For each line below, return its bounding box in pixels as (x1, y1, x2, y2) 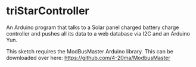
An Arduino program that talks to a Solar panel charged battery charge (6, 24, 179, 31)
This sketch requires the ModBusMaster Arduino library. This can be (6, 47, 174, 55)
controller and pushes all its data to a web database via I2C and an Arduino (6, 30, 191, 37)
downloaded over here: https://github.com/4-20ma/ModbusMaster (6, 54, 171, 61)
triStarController (6, 4, 89, 18)
